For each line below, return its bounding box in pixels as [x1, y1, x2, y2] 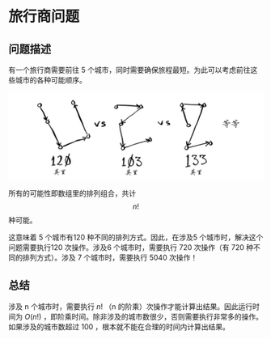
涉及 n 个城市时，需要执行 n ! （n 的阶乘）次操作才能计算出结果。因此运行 [8, 301, 253, 311]
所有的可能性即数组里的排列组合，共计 [8, 188, 136, 198]
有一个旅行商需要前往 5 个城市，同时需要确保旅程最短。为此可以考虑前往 [8, 66, 251, 74]
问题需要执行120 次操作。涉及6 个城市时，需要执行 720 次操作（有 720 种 [8, 242, 253, 252]
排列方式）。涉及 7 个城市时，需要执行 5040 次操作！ [22, 252, 198, 262]
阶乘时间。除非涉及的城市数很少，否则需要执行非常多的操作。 [57, 311, 264, 321]
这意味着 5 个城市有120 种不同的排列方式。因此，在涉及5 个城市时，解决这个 [8, 232, 264, 242]
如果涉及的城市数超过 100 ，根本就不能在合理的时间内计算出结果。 [8, 321, 231, 332]
